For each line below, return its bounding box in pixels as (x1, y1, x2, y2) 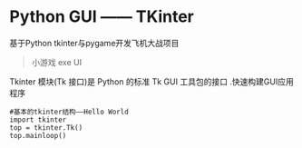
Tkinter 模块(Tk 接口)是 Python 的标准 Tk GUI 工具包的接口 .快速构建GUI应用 (9, 75, 295, 87)
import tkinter (9, 115, 67, 124)
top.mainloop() (9, 131, 67, 140)
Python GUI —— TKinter (9, 6, 195, 27)
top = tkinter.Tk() (9, 123, 83, 133)
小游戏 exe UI (31, 56, 83, 67)
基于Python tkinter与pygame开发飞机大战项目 (9, 37, 180, 48)
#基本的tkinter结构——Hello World (9, 107, 129, 116)
